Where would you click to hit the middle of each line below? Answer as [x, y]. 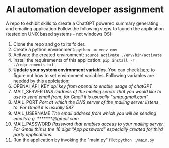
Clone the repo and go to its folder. [49, 44]
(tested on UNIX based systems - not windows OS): [59, 34]
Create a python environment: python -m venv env [65, 49]
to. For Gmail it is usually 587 [43, 107]
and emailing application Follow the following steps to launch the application [85, 28]
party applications [32, 134]
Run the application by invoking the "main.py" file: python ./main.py [83, 140]
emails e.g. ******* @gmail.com [46, 118]
